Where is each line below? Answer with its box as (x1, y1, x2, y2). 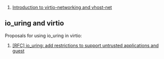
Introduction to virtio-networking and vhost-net (12, 5, 112, 10)
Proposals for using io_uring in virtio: (5, 33, 83, 39)
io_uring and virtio (5, 19, 65, 27)
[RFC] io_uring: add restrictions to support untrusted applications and (12, 42, 159, 48)
